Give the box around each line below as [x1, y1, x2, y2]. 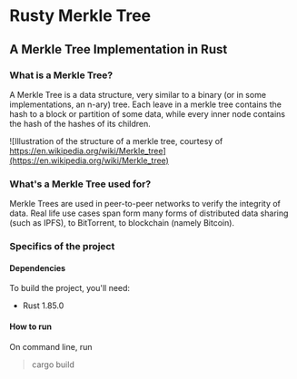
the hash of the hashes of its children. [9, 118, 152, 129]
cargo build [31, 359, 74, 370]
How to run [9, 321, 53, 332]
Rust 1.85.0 [22, 300, 64, 311]
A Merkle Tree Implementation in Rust [9, 42, 228, 57]
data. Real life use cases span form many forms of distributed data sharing [9, 208, 289, 219]
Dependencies [9, 262, 66, 273]
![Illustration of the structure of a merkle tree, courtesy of [9, 135, 223, 146]
